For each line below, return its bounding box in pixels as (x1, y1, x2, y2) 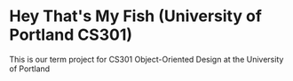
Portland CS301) (9, 25, 133, 45)
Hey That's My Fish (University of (9, 6, 262, 26)
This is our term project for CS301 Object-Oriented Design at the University (9, 54, 284, 64)
